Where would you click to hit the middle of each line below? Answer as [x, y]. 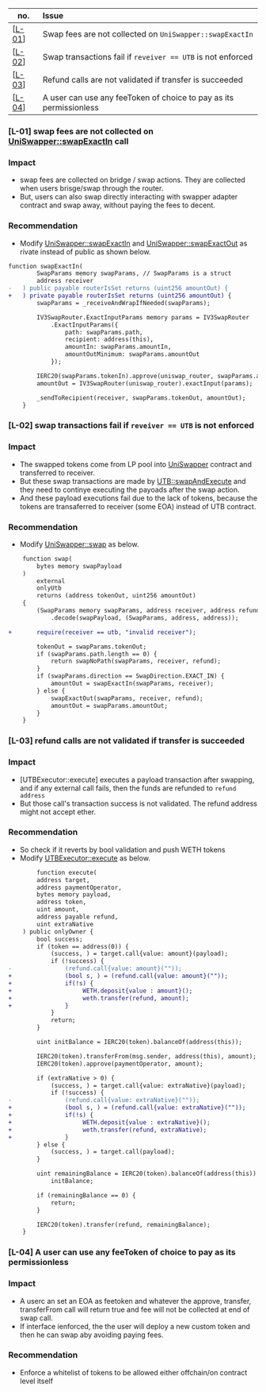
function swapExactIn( [46, 266]
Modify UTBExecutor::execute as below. [85, 858]
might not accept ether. [58, 812]
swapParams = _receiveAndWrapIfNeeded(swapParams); [124, 303]
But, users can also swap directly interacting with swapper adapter [129, 197]
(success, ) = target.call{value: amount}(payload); [139, 954]
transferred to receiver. [57, 473]
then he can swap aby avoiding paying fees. [91, 1335]
